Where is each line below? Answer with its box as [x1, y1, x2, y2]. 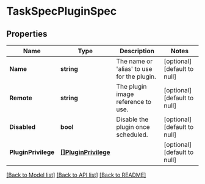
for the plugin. [116, 72, 157, 81]
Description [120, 47, 154, 55]
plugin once [116, 123, 151, 131]
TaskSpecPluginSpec [6, 4, 117, 18]
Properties [6, 29, 48, 39]
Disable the [116, 115, 149, 123]
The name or [116, 57, 153, 65]
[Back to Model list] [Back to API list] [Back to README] [6, 171, 146, 178]
